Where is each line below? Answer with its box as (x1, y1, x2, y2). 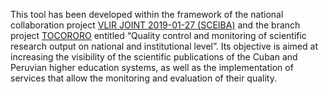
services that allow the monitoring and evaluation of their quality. (10, 72, 277, 84)
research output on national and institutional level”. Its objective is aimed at (10, 40, 318, 52)
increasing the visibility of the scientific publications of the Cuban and (10, 51, 298, 63)
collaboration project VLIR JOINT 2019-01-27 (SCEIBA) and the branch (10, 19, 301, 31)
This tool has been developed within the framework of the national (10, 9, 284, 20)
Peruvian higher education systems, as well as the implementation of (10, 62, 294, 73)
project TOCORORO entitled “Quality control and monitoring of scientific (10, 30, 307, 41)
